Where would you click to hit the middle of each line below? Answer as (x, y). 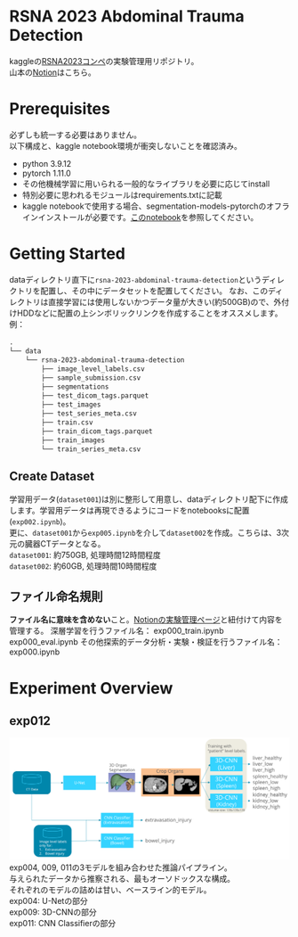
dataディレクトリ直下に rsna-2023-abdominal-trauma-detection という (136, 279)
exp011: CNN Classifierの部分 (63, 924)
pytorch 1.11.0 (46, 173)
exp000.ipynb (35, 652)
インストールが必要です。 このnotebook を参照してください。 (148, 217)
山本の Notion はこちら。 (52, 72)
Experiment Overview (91, 688)
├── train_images (73, 440)
